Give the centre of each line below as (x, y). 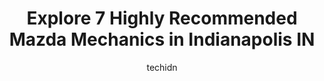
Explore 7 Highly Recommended (162, 18)
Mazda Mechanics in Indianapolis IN (162, 39)
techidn (162, 67)
